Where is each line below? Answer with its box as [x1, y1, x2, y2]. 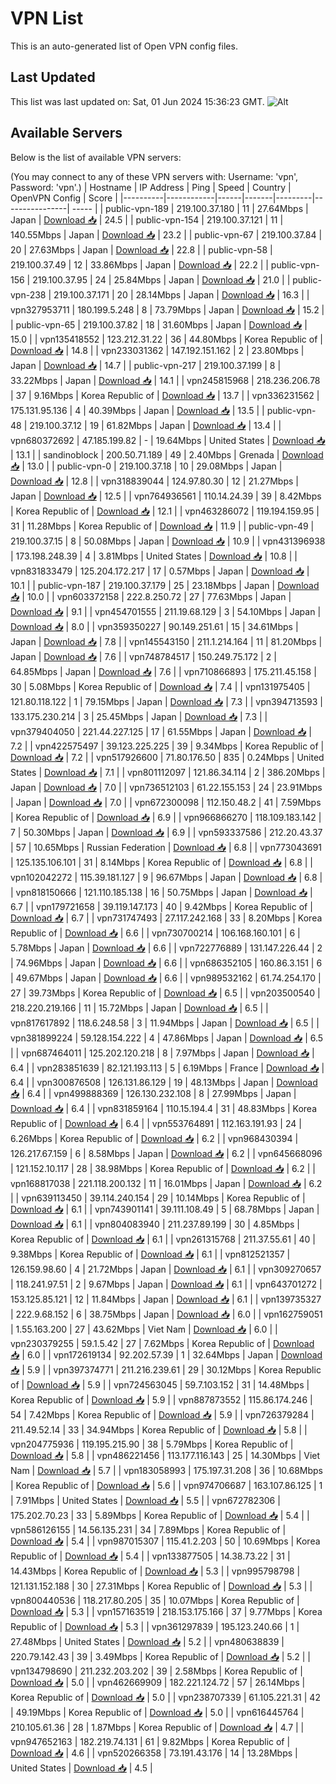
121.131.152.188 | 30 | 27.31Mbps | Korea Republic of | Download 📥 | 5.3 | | [10, 1580, 313, 1592]
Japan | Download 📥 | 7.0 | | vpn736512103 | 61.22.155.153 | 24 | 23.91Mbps [10, 781, 323, 793]
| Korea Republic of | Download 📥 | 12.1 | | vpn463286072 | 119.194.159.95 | [10, 505, 320, 517]
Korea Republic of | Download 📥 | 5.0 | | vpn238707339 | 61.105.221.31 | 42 [10, 1691, 321, 1703]
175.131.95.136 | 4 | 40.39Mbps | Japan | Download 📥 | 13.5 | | [10, 404, 265, 416]
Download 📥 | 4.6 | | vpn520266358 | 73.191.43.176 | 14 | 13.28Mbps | [10, 1747, 298, 1759]
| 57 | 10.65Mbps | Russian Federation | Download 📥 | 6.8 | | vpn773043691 [10, 841, 323, 853]
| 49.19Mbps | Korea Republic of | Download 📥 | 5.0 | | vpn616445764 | [10, 1706, 305, 1718]
